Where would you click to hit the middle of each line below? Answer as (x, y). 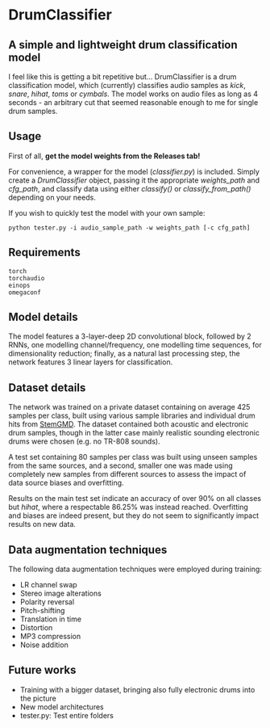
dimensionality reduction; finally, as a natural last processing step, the (124, 354)
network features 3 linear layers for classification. (91, 362)
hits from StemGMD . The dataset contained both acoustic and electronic (129, 424)
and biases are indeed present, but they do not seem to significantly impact (134, 515)
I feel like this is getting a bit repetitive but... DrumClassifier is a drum (123, 77)
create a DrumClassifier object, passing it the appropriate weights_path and (134, 180)
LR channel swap (49, 585)
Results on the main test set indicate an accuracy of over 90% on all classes (135, 499)
